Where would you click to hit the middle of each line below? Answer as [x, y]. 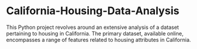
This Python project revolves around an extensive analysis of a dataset [93, 27]
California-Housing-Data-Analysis [93, 11]
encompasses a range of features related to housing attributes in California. [99, 40]
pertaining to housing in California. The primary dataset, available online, [95, 33]
